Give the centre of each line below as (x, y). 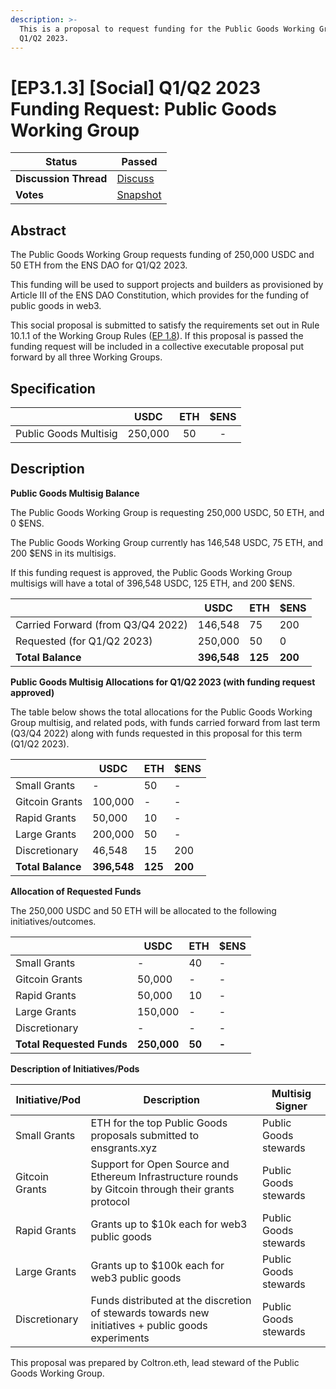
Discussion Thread (61, 179)
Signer (291, 1106)
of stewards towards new (150, 1313)
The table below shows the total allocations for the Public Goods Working (161, 712)
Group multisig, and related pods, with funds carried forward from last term (165, 722)
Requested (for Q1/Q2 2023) (84, 641)
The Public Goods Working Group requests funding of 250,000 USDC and (162, 255)
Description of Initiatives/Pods (75, 1068)
